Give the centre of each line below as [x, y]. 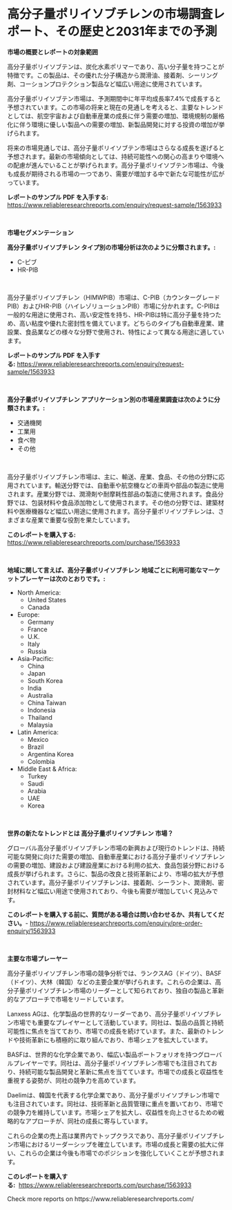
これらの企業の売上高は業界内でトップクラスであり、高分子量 [95, 1135]
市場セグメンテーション [40, 232]
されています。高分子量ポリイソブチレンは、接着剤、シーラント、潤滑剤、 [113, 882]
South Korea [45, 680]
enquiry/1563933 [31, 931]
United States [47, 599]
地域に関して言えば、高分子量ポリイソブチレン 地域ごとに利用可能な [105, 570]
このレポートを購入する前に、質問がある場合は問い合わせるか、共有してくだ [116, 914]
